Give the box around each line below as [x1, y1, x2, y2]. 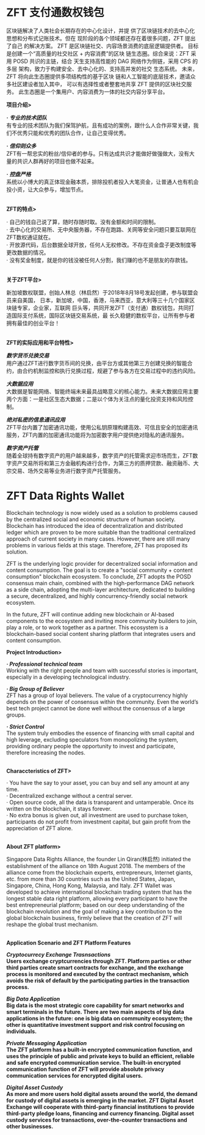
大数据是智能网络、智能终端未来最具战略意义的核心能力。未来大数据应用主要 [6, 387, 199, 395]
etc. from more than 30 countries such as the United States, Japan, [6, 875, 176, 883]
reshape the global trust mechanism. [6, 921, 99, 928]
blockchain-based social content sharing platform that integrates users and [6, 630, 196, 637]
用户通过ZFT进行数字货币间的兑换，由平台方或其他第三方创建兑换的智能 [6, 359, 188, 367]
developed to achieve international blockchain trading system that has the [6, 888, 192, 896]
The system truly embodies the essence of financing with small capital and [6, 729, 195, 737]
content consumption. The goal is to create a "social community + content [6, 566, 193, 574]
